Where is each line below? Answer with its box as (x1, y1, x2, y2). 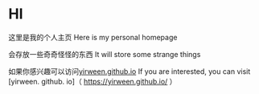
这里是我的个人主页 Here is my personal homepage (8, 32, 178, 42)
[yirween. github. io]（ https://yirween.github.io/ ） (8, 76, 177, 86)
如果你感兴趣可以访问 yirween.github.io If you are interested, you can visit (8, 66, 251, 76)
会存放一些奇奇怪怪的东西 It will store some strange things (8, 49, 201, 59)
